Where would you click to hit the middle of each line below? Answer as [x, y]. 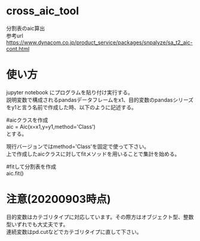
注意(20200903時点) [59, 200]
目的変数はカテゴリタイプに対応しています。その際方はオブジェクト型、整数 [100, 217]
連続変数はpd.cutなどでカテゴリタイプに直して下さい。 [74, 231]
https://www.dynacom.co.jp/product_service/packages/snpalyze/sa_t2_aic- [99, 42]
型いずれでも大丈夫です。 [37, 224]
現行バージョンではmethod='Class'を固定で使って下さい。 [78, 146]
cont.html [18, 48]
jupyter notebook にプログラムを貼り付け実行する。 [70, 92]
